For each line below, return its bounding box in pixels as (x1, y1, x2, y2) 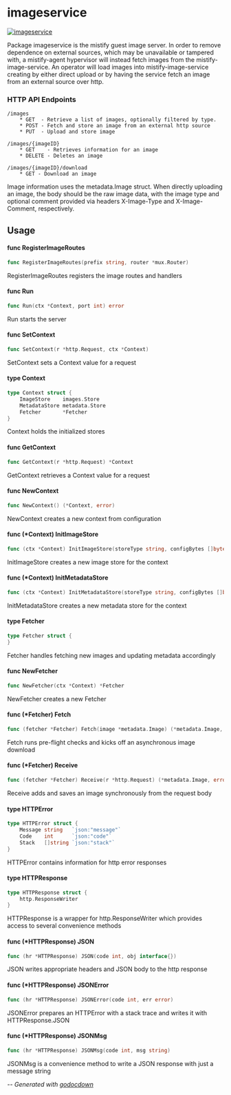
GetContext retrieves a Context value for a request (7, 471, 150, 479)
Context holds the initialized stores (7, 427, 105, 436)
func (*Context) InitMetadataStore (7, 573, 109, 582)
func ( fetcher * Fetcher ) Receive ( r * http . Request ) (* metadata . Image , (7, 776, 211, 784)
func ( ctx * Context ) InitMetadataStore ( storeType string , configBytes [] (7, 588, 223, 596)
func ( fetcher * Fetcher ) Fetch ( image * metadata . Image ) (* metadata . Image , (7, 725, 223, 732)
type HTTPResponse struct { (7, 889, 88, 896)
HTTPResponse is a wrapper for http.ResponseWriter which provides (7, 914, 203, 923)
